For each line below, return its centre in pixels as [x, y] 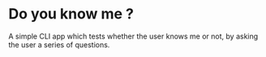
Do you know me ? [71, 14]
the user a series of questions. [59, 44]
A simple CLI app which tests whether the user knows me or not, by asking [133, 36]
